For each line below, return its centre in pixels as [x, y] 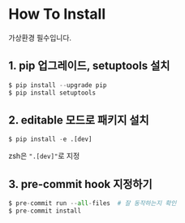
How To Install [57, 14]
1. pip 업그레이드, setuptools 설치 [89, 66]
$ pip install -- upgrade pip [58, 85]
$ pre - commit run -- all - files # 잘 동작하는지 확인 [92, 203]
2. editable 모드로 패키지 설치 [79, 120]
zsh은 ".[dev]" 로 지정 [44, 156]
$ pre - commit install [45, 211]
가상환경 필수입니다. [40, 37]
